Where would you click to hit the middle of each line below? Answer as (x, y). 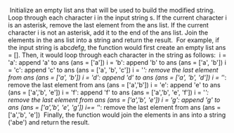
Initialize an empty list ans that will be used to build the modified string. (112, 10)
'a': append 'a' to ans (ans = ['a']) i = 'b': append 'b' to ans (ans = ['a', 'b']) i (117, 62)
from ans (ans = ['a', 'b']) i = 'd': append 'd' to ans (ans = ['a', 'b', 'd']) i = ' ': (117, 77)
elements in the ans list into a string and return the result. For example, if (114, 40)
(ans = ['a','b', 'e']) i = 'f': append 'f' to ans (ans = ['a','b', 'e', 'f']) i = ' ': (109, 92)
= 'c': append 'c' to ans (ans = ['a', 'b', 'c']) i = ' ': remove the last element (113, 70)
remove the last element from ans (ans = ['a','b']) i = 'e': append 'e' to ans (114, 85)
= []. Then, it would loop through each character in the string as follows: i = (117, 55)
